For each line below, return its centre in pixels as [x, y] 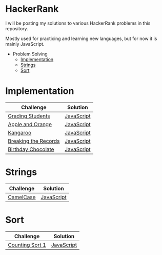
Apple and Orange [30, 124]
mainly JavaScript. [25, 44]
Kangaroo [20, 132]
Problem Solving [30, 54]
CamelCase [22, 197]
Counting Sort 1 [27, 245]
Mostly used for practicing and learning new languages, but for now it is [81, 38]
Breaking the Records [34, 141]
